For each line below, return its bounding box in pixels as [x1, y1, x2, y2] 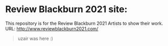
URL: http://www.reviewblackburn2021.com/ [5, 25, 98, 31]
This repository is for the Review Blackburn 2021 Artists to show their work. [5, 20, 163, 26]
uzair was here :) [17, 35, 53, 41]
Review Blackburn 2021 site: [5, 4, 128, 15]
